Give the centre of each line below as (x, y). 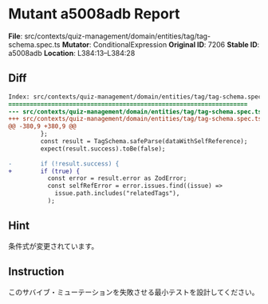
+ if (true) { (44, 171)
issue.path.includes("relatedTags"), (117, 194)
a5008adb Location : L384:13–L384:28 (72, 53)
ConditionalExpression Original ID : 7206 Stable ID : (176, 44)
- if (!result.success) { (64, 164)
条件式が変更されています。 (53, 246)
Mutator (76, 44)
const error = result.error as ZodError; (117, 178)
